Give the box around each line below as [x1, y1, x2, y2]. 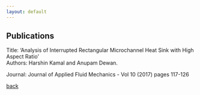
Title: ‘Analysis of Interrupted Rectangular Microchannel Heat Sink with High [6, 47, 194, 54]
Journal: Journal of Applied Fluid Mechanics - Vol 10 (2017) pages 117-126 [6, 71, 189, 78]
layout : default [6, 8, 47, 15]
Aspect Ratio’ [6, 53, 39, 60]
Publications [6, 31, 55, 41]
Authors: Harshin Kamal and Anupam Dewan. [6, 59, 118, 66]
